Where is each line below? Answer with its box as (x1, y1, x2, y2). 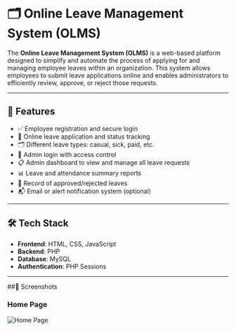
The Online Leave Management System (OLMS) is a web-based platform (7, 49, 221, 57)
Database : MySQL (17, 254, 72, 263)
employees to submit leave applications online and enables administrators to (7, 71, 229, 80)
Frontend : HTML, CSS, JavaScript (17, 239, 117, 248)
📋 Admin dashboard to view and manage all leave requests (17, 158, 190, 166)
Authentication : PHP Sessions (17, 262, 107, 270)
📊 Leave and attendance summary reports (17, 168, 142, 177)
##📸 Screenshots (7, 282, 58, 291)
